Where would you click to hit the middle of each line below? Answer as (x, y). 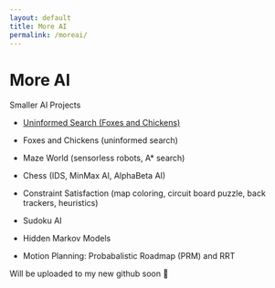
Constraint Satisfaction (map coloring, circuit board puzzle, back (144, 193)
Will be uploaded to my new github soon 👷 (89, 273)
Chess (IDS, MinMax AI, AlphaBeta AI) (94, 176)
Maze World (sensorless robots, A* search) (104, 158)
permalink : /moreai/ (49, 35)
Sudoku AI (42, 221)
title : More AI (38, 26)
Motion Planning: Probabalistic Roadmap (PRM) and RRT (129, 256)
